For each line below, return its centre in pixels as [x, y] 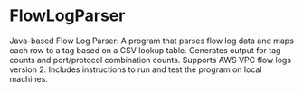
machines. [28, 78]
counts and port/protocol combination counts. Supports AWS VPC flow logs [151, 60]
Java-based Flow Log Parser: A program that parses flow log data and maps [151, 41]
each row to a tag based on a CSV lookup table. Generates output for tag [145, 50]
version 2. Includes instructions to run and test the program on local [136, 69]
